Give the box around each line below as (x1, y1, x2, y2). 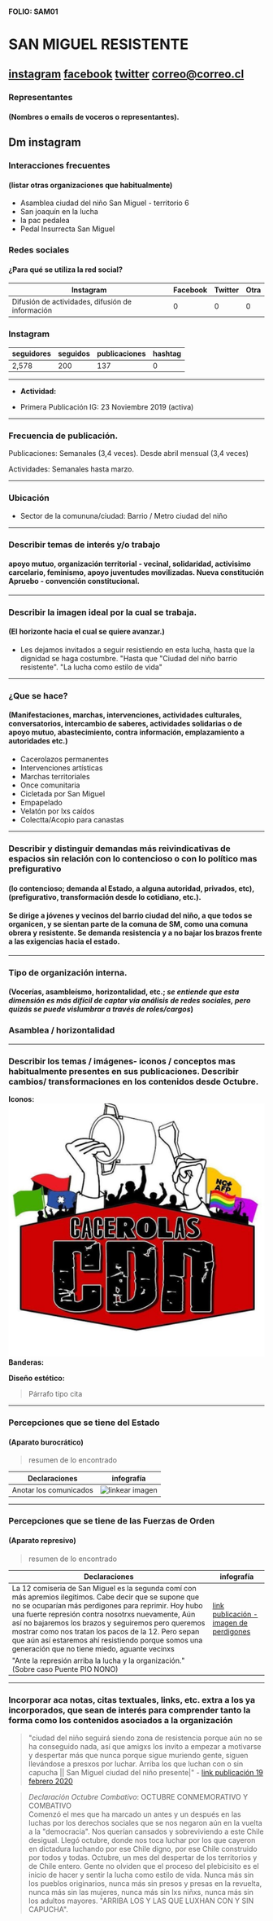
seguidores (11, 349, 51, 358)
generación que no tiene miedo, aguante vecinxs (11, 1644, 175, 1654)
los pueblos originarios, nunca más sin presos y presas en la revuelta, (28, 1879, 262, 1888)
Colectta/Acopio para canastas (19, 815, 124, 825)
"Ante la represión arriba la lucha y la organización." (11, 1656, 185, 1665)
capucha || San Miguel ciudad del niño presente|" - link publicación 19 (28, 1768, 264, 1778)
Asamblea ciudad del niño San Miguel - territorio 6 (19, 198, 189, 208)
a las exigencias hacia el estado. (8, 936, 120, 946)
